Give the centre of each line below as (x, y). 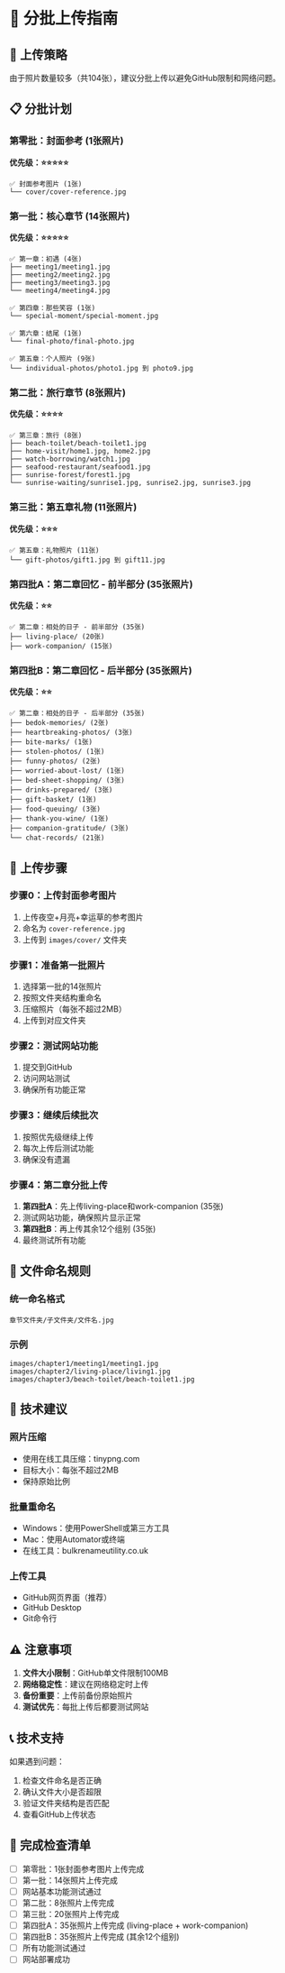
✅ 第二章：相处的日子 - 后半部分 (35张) (77, 713)
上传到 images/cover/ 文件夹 (75, 940)
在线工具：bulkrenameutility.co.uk (85, 1551)
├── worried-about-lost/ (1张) (67, 771)
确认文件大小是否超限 (62, 1792)
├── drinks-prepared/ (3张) (61, 790)
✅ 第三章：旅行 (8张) (46, 436)
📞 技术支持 (37, 1738)
